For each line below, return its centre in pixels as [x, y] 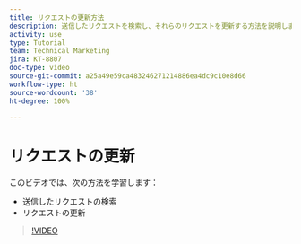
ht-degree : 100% [39, 101]
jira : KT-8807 [36, 59]
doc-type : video [39, 68]
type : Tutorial [38, 43]
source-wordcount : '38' [54, 92]
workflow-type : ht [43, 84]
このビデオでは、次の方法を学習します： [84, 183]
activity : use [36, 34]
